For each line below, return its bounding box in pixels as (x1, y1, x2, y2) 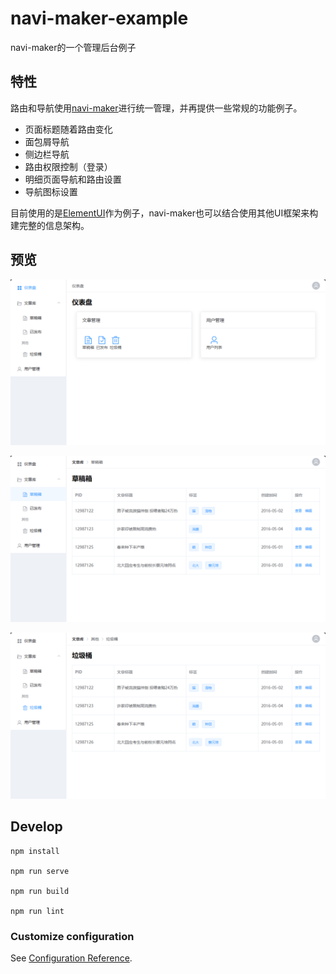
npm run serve (10, 866, 70, 876)
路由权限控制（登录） (24, 160, 113, 172)
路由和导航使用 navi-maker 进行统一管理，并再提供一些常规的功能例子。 (10, 102, 303, 114)
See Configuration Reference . (10, 952, 133, 964)
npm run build (10, 886, 70, 896)
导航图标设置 (24, 185, 78, 197)
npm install (10, 846, 60, 856)
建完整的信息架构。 (10, 219, 90, 231)
